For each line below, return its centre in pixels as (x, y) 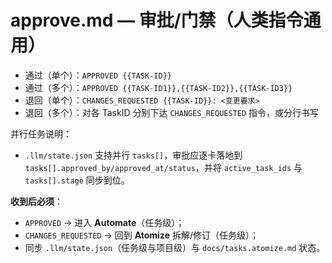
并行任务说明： (41, 133)
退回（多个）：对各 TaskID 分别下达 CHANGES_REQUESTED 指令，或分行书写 (172, 112)
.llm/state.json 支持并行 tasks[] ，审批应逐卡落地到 (133, 155)
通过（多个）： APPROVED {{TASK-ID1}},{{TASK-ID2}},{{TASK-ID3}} (158, 87)
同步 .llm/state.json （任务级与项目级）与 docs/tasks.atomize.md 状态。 (175, 247)
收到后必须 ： (36, 201)
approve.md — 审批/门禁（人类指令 (157, 20)
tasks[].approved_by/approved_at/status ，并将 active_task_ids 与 (163, 167)
